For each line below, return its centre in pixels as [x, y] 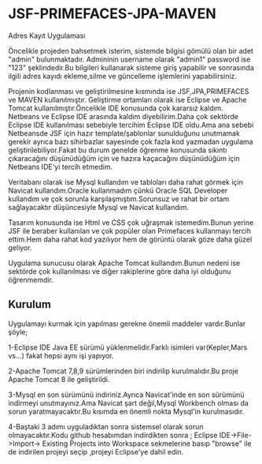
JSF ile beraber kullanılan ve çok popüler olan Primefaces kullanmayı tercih [130, 230]
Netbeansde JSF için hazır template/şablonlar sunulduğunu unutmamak [124, 133]
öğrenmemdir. [31, 279]
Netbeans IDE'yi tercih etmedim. [60, 167]
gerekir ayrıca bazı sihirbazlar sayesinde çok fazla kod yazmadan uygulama [131, 141]
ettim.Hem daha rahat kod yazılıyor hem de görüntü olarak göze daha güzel [130, 239]
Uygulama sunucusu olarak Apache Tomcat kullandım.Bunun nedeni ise [124, 263]
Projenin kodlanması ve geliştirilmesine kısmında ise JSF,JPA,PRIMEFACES [129, 91]
